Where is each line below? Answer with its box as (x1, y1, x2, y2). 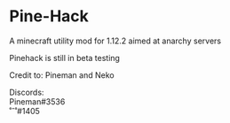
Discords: (9, 87, 44, 97)
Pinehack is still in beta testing (9, 52, 120, 63)
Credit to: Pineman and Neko (9, 69, 115, 81)
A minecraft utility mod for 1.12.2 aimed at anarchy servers (9, 35, 222, 46)
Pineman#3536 (9, 96, 66, 107)
